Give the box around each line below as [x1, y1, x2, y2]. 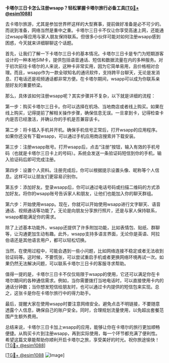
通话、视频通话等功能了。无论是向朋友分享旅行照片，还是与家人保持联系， [5, 208, 159, 213]
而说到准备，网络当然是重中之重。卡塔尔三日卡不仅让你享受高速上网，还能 [5, 27, 159, 33]
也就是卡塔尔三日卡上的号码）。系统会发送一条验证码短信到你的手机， [14, 150, 157, 156]
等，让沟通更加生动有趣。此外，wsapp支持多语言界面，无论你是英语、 [5, 231, 151, 236]
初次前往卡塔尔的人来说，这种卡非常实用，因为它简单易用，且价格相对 [9, 63, 155, 69]
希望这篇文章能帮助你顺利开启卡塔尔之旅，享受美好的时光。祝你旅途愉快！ [5, 337, 159, 342]
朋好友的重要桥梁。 [5, 82, 45, 88]
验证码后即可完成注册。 [9, 156, 58, 162]
